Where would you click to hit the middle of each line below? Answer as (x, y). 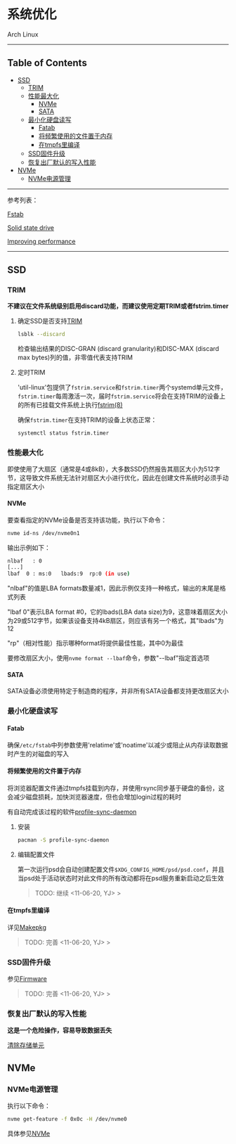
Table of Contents (47, 63)
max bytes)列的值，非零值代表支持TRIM (75, 358)
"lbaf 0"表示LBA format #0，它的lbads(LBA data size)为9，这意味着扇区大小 (118, 612)
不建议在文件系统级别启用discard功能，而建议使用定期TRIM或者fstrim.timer (118, 306)
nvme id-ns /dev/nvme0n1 (44, 533)
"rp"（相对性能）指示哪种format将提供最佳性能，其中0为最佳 (96, 643)
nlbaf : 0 (25, 561)
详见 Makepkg (27, 927)
